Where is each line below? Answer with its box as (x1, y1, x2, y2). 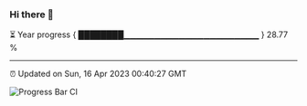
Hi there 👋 (9, 8, 55, 21)
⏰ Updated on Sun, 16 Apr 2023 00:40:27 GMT (9, 68, 187, 80)
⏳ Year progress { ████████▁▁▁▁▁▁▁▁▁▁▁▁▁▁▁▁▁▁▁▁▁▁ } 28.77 (9, 29, 289, 40)
